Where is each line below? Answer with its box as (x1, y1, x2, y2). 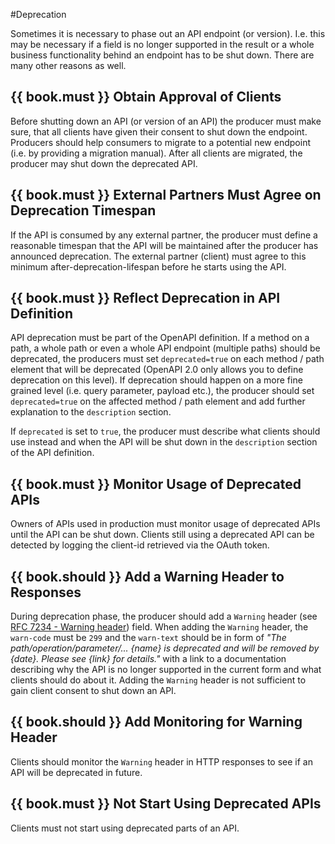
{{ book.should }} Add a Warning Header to (10, 568, 285, 585)
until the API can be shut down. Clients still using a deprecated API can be (10, 529, 315, 541)
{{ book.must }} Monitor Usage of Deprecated (10, 475, 302, 493)
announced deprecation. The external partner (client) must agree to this (10, 250, 307, 262)
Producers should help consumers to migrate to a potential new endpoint (10, 136, 311, 148)
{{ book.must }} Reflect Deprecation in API (10, 290, 281, 307)
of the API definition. (10, 447, 95, 459)
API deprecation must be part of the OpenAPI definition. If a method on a (10, 332, 310, 344)
